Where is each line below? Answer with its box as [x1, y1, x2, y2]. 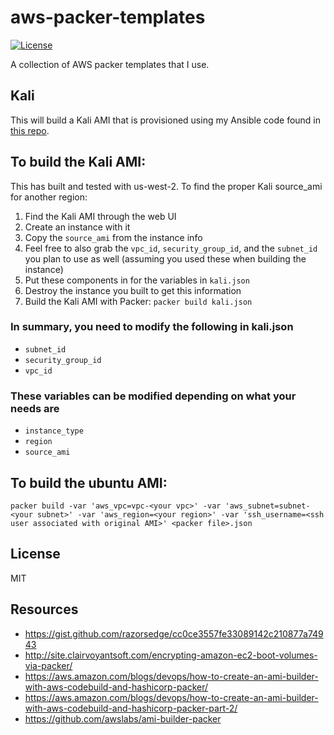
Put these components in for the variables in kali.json [24, 274, 250, 286]
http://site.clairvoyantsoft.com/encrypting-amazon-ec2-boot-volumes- [24, 649, 318, 661]
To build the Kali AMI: [10, 154, 147, 171]
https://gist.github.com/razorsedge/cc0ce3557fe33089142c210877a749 [24, 627, 324, 640]
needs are [10, 401, 60, 415]
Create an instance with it [24, 221, 131, 233]
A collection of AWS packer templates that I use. [10, 58, 210, 70]
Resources [10, 601, 79, 618]
